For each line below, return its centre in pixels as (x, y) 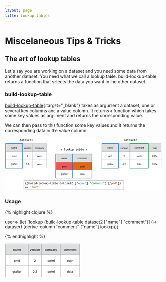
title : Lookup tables (28, 16)
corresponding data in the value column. (46, 130)
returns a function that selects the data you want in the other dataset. (76, 81)
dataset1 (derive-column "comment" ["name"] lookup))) (62, 227)
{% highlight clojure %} (29, 212)
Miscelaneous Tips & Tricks (63, 41)
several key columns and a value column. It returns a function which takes (81, 110)
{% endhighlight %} (25, 237)
